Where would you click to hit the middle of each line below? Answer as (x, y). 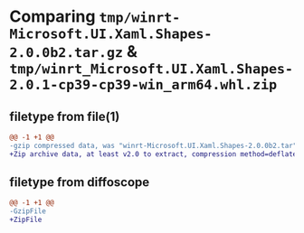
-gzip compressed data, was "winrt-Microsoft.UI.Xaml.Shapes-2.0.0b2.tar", (155, 145)
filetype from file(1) (65, 116)
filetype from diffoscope (80, 182)
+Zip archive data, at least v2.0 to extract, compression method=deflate (153, 154)
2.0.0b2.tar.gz (66, 53)
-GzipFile (28, 211)
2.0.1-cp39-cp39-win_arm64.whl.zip (143, 85)
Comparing (52, 17)
